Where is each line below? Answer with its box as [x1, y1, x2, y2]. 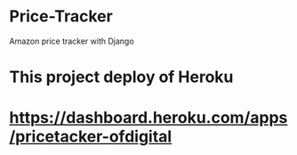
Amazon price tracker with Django [9, 36, 135, 46]
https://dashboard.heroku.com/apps [9, 108, 288, 128]
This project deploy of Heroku [9, 67, 234, 87]
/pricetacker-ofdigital [9, 126, 173, 147]
